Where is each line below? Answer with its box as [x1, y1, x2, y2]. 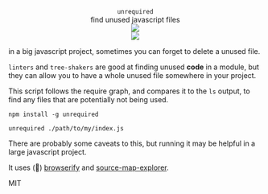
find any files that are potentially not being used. [8, 95, 169, 104]
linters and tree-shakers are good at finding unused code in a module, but [8, 62, 260, 72]
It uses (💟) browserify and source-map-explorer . [8, 163, 169, 172]
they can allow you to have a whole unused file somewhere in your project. [8, 71, 257, 80]
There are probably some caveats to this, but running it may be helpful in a [8, 138, 256, 148]
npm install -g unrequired [8, 110, 99, 118]
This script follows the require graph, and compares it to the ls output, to [8, 86, 251, 96]
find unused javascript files [90, 15, 180, 24]
